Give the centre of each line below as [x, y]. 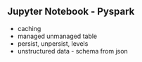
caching [29, 28]
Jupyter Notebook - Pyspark [71, 12]
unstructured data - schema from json [72, 51]
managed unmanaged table [57, 36]
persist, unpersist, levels [53, 43]
